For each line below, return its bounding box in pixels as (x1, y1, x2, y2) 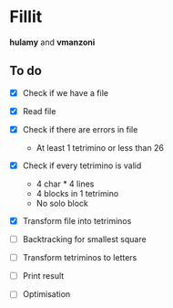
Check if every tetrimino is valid (22, 160, 142, 171)
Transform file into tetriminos (22, 216, 132, 226)
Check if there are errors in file (22, 123, 138, 134)
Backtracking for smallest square (22, 234, 148, 245)
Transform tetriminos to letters (22, 252, 137, 263)
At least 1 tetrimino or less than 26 (36, 142, 164, 153)
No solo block (36, 198, 89, 208)
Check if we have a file (22, 87, 109, 98)
